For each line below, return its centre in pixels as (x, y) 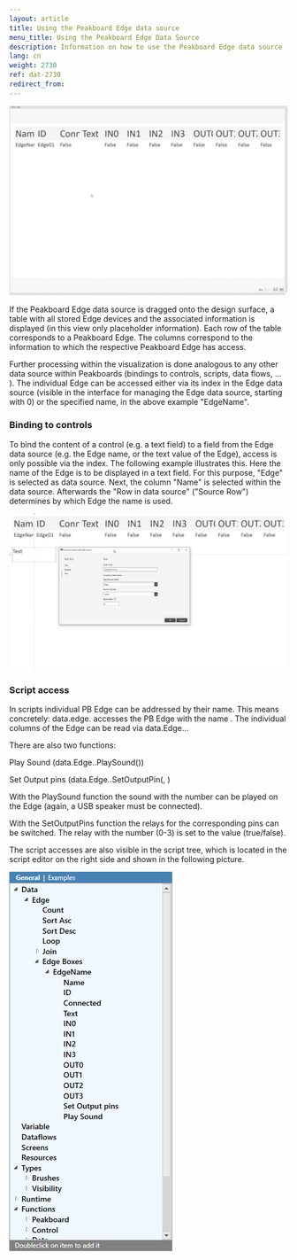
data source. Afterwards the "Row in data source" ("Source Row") (129, 491)
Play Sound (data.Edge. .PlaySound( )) (76, 762)
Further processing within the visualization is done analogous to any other (144, 364)
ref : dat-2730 (35, 75)
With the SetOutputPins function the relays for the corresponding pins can (144, 823)
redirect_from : (37, 84)
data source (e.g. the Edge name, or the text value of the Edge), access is (143, 454)
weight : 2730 (33, 66)
